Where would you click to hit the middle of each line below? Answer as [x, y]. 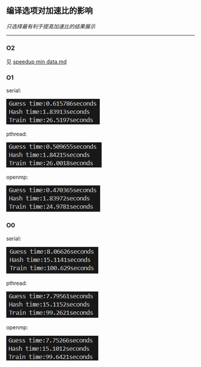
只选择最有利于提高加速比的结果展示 [51, 26]
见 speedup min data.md [36, 62]
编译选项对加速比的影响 [49, 11]
